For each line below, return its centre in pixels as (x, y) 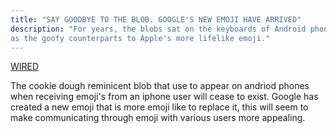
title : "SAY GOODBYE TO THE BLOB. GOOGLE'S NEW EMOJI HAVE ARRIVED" (156, 19)
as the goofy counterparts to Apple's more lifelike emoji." (140, 38)
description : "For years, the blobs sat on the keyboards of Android (158, 29)
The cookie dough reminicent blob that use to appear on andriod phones (160, 86)
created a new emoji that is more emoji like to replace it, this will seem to (159, 107)
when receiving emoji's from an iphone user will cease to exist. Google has (164, 97)
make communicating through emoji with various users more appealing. (158, 118)
